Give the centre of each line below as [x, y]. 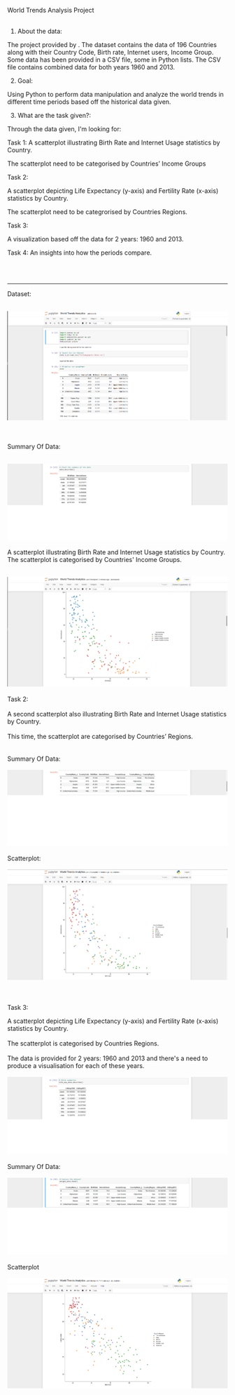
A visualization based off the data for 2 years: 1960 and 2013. [95, 239]
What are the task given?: [54, 115]
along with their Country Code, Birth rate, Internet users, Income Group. [111, 52]
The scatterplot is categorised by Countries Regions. [83, 1043]
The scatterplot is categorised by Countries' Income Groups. [94, 559]
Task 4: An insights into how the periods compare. [80, 253]
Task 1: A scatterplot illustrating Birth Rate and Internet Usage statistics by [114, 142]
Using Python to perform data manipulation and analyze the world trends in [115, 94]
